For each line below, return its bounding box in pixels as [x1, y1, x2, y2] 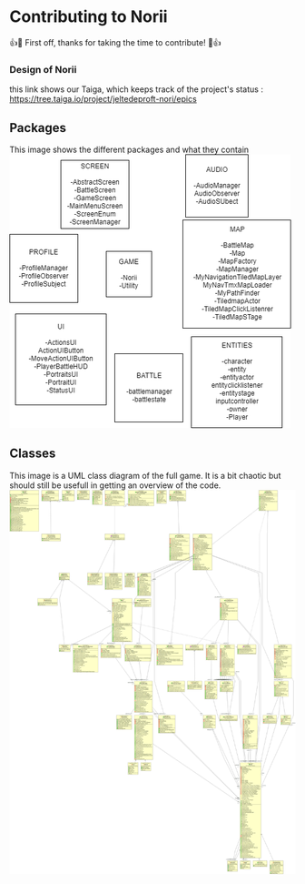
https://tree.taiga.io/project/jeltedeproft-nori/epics [9, 94, 197, 105]
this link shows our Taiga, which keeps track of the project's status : [9, 84, 263, 95]
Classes [9, 446, 56, 462]
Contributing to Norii [9, 6, 168, 27]
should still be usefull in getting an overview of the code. [9, 480, 221, 491]
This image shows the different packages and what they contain [9, 144, 250, 156]
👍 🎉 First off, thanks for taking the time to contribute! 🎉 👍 [9, 36, 221, 47]
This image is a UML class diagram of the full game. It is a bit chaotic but [9, 470, 281, 481]
